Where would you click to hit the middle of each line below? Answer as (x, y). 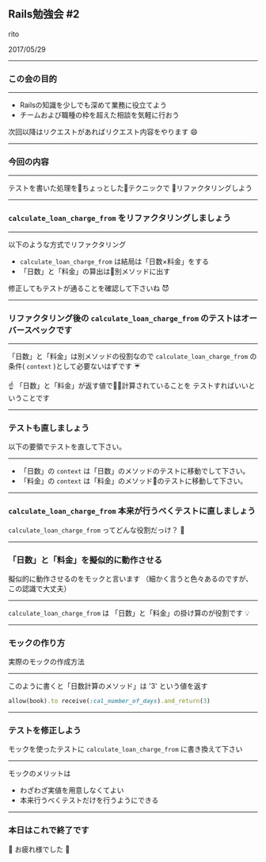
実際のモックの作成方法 (46, 662)
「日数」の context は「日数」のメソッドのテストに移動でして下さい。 (135, 471)
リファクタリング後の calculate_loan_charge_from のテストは (125, 318)
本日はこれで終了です (49, 830)
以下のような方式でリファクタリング (67, 244)
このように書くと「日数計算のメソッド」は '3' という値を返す (108, 686)
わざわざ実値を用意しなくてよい (72, 790)
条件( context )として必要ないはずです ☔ (74, 366)
